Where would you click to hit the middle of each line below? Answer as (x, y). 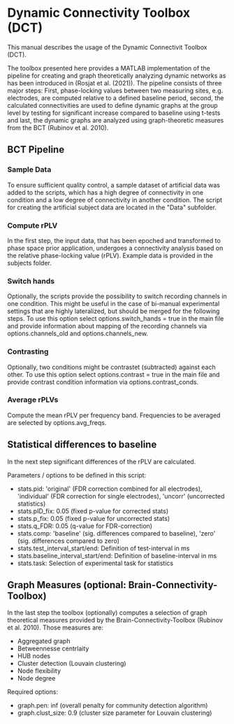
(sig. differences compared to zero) (68, 541)
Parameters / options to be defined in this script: (77, 475)
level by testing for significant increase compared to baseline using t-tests (114, 113)
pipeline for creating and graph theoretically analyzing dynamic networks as (117, 76)
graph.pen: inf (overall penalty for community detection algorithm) (112, 706)
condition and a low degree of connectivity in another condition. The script (115, 200)
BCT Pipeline (36, 149)
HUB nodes (34, 656)
